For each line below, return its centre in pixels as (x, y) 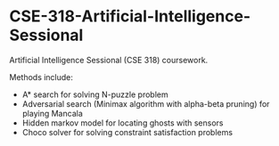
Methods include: (41, 77)
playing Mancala (52, 113)
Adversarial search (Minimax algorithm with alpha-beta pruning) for (146, 103)
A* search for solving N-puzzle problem (95, 94)
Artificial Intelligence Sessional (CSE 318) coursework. (109, 60)
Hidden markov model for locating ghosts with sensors (123, 123)
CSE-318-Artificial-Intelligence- (130, 16)
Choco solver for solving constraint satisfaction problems (127, 132)
